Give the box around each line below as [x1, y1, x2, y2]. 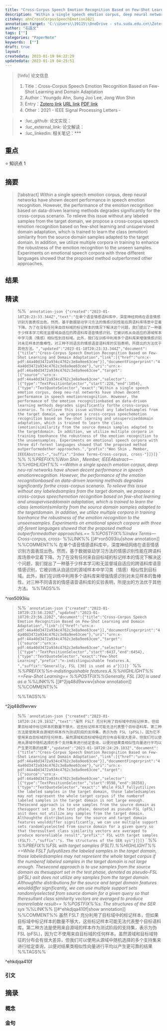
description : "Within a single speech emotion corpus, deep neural [5, 12, 148, 17]
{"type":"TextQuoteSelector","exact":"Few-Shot [17, 654, 118, 659]
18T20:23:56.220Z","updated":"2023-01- [17, 611, 100, 616]
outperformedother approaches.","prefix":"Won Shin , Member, [17, 447, 149, 452]
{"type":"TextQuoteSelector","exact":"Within [17, 386, 113, 391]
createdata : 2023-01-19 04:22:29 [5, 53, 75, 59]
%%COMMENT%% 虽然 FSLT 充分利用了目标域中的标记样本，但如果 [17, 912, 159, 918]
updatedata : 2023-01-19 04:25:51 [5, 58, 75, 63]
